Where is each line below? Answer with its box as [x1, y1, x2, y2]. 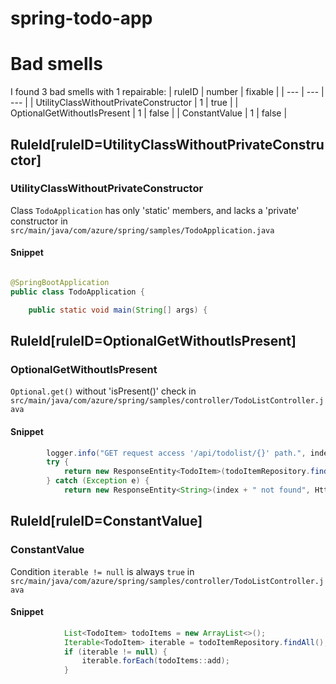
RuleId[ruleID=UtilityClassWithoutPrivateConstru [10, 136, 325, 153]
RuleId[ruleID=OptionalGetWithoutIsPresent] [10, 333, 297, 350]
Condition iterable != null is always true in [10, 565, 195, 577]
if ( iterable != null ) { [63, 647, 168, 657]
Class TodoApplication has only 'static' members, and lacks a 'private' [10, 204, 300, 216]
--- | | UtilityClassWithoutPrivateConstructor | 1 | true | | [10, 97, 239, 109]
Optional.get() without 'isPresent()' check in [10, 385, 197, 397]
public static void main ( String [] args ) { [28, 305, 208, 315]
